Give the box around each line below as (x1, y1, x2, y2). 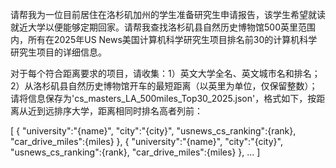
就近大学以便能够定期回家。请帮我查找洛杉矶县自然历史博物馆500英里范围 (10, 21, 316, 33)
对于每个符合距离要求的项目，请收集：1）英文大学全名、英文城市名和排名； (10, 68, 321, 79)
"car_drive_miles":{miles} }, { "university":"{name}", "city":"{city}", (10, 136, 283, 147)
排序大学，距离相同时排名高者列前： (53, 105, 203, 117)
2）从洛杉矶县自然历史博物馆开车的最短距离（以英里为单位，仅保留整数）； (10, 80, 318, 92)
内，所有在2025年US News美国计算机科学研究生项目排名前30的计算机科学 (10, 34, 318, 45)
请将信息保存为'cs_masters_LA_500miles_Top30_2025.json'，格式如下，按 (10, 93, 317, 104)
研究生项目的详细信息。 (10, 46, 107, 58)
